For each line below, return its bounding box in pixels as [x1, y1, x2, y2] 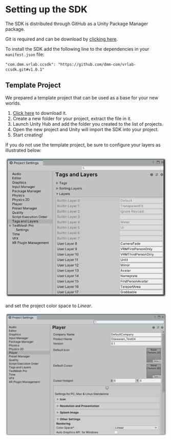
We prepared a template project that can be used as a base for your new [5, 94, 159, 101]
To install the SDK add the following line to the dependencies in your [5, 46, 149, 52]
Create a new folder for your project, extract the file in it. [12, 115, 132, 122]
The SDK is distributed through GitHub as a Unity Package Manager [5, 21, 148, 27]
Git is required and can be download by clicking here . [5, 36, 118, 42]
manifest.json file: [5, 51, 45, 57]
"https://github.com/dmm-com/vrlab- [58, 62, 137, 67]
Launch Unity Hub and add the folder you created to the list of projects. [12, 121, 164, 127]
